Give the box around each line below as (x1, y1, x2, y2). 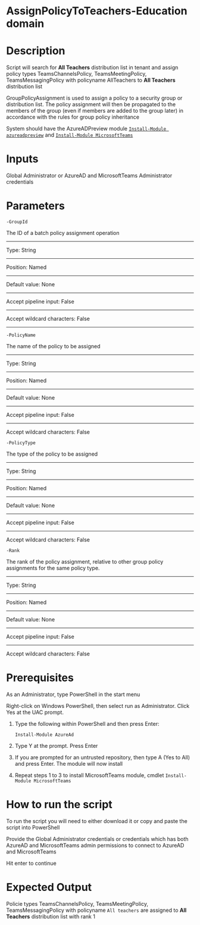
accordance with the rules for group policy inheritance (6, 113, 140, 120)
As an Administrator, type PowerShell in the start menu (6, 691, 140, 698)
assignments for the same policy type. (6, 565, 100, 571)
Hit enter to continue (6, 859, 57, 867)
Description (6, 44, 65, 58)
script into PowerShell (6, 824, 60, 831)
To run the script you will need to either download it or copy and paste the (6, 817, 187, 824)
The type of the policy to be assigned (6, 450, 98, 457)
